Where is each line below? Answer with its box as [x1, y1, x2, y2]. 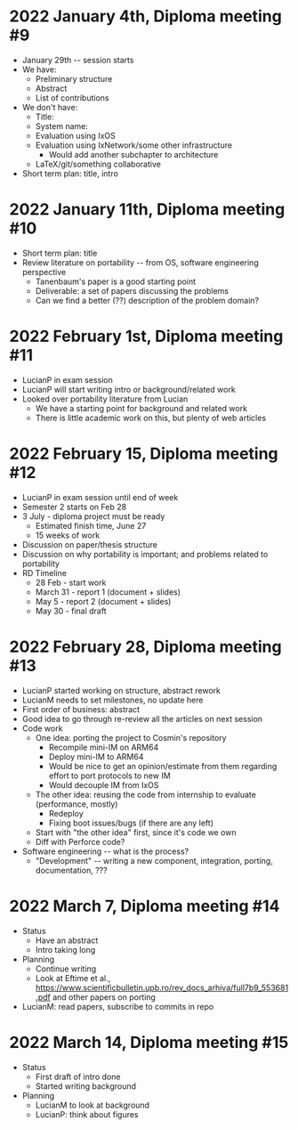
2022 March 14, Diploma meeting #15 [9, 1032, 289, 1052]
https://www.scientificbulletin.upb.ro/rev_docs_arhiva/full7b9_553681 [35, 982, 289, 993]
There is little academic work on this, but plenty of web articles [35, 412, 267, 423]
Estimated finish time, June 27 [35, 520, 147, 531]
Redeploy [48, 808, 85, 818]
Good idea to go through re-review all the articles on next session [21, 713, 263, 724]
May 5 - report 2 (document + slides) [35, 596, 172, 606]
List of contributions [35, 92, 109, 103]
